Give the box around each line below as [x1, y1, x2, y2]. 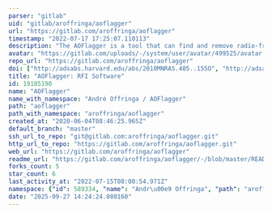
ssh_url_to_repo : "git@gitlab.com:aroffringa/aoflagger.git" [8, 132, 219, 140]
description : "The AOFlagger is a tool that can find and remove [8, 42, 233, 50]
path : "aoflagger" [8, 102, 70, 110]
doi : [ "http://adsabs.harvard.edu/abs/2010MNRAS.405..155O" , [8, 65, 219, 73]
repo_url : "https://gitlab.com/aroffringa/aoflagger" [8, 58, 194, 66]
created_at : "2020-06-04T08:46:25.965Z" [8, 117, 147, 126]
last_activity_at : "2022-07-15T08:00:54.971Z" [8, 177, 168, 186]
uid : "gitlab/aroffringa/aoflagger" [8, 19, 132, 28]
